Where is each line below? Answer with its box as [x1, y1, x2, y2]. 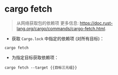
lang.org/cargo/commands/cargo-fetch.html [16, 25, 105, 31]
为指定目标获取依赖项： [11, 55, 59, 60]
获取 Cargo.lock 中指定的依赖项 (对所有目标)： [11, 36, 104, 41]
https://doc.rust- [79, 20, 113, 26]
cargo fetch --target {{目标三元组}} [4, 65, 77, 70]
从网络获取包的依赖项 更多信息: [16, 20, 79, 26]
